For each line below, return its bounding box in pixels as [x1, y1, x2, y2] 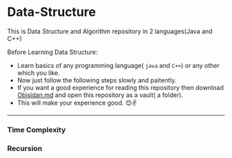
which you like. [17, 69, 60, 77]
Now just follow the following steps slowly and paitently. [17, 76, 177, 84]
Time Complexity [7, 125, 66, 134]
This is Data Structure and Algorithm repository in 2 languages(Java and [7, 27, 213, 35]
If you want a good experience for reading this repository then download [17, 83, 224, 91]
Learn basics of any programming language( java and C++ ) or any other [17, 61, 220, 69]
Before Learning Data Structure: [7, 48, 98, 56]
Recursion [7, 143, 43, 153]
